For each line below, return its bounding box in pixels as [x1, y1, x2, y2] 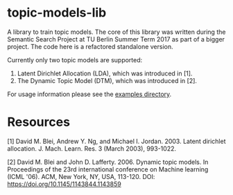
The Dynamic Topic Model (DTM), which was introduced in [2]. [17, 76, 198, 84]
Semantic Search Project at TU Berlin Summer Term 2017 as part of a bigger [7, 35, 225, 43]
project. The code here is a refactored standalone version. [7, 42, 173, 50]
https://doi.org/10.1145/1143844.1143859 [7, 180, 121, 188]
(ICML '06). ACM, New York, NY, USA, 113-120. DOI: [7, 172, 155, 180]
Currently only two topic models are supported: [7, 55, 143, 64]
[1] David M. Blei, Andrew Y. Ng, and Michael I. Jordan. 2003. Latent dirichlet [7, 137, 226, 145]
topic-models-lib [7, 5, 107, 21]
